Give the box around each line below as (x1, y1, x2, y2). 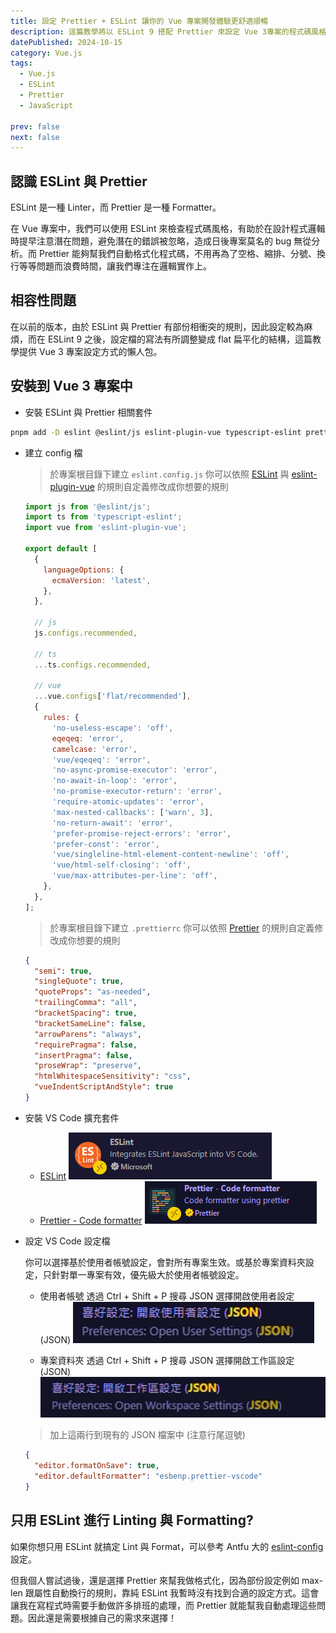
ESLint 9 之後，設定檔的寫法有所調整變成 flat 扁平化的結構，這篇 (47, 333, 313, 345)
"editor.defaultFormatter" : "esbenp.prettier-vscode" (34, 1471, 263, 1482)
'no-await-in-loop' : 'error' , (51, 776, 178, 786)
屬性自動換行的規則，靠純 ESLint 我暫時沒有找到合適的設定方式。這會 (33, 1586, 320, 1599)
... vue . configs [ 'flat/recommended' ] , (34, 691, 192, 702)
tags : (10, 58, 33, 69)
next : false (10, 132, 60, 142)
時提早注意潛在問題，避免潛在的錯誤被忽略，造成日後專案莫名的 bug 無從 (10, 235, 312, 247)
